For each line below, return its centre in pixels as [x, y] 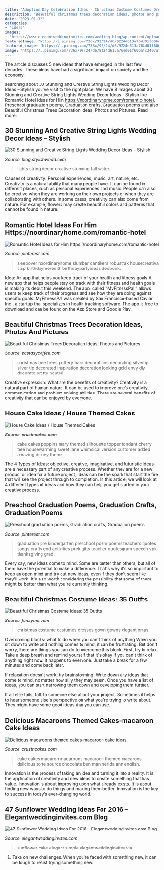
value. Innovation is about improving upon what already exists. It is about [78, 784]
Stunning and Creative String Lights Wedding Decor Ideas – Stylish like [76, 94]
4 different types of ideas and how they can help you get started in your [77, 484]
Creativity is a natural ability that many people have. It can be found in [75, 184]
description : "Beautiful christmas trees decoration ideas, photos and [79, 14]
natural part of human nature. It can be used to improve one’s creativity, [77, 387]
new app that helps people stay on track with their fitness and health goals [80, 283]
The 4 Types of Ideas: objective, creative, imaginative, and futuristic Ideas [80, 464]
